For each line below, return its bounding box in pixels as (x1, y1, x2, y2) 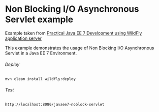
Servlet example (5, 14, 73, 25)
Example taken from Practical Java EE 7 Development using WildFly (5, 30, 142, 36)
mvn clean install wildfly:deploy (5, 77, 76, 82)
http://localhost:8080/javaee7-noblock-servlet (5, 102, 105, 107)
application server (5, 35, 42, 41)
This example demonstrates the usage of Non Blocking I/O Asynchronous (5, 45, 154, 51)
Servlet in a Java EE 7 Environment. (5, 50, 77, 56)
